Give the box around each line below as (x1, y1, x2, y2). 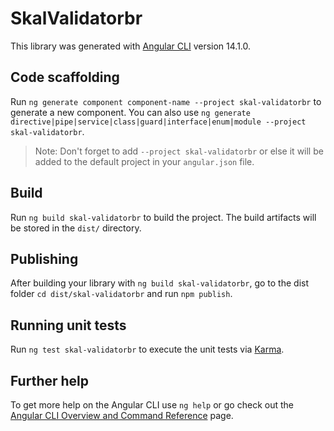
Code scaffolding (10, 69, 120, 86)
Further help (10, 372, 90, 389)
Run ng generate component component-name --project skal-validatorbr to (10, 95, 322, 107)
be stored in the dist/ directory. (10, 222, 142, 234)
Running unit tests (10, 317, 127, 334)
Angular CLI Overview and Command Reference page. (10, 410, 234, 421)
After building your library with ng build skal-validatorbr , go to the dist (10, 277, 310, 289)
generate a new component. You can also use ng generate (10, 106, 251, 118)
